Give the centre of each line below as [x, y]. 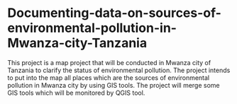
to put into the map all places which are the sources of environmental [109, 77]
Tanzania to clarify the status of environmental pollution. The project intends [119, 70]
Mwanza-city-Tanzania [77, 43]
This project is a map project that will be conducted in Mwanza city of [109, 62]
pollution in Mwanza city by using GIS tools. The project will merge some [114, 85]
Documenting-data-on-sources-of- [115, 13]
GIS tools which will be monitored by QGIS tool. [76, 93]
